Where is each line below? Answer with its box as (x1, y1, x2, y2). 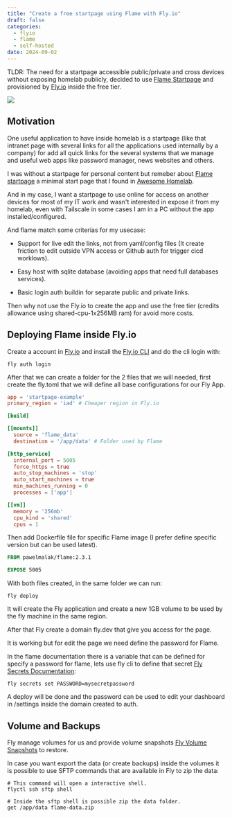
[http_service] (7, 450, 51, 457)
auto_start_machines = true (13, 476, 95, 483)
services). (17, 274, 46, 283)
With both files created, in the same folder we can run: (7, 579, 163, 587)
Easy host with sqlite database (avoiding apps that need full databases (17, 267, 219, 276)
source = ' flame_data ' (13, 432, 79, 438)
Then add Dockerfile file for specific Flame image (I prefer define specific (7, 533, 217, 542)
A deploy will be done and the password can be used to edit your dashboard (7, 693, 225, 701)
